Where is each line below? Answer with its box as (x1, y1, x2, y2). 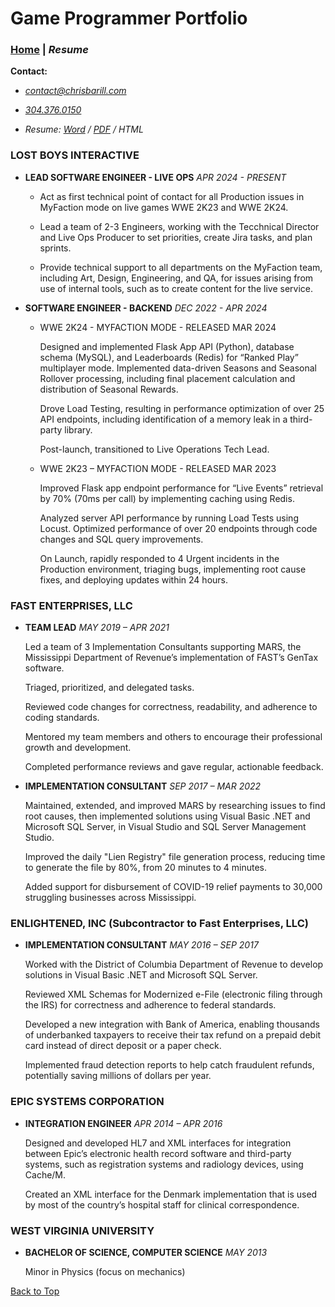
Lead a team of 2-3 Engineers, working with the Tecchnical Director (39, 220, 320, 232)
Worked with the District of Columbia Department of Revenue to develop (24, 958, 324, 971)
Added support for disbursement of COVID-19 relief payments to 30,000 (24, 881, 323, 893)
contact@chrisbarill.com (24, 85, 127, 97)
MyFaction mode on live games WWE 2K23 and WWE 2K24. (39, 201, 289, 213)
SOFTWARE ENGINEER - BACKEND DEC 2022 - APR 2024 (24, 302, 268, 314)
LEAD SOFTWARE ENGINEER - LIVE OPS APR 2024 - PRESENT (24, 171, 287, 183)
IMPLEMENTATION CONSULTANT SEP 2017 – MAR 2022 (24, 780, 262, 792)
